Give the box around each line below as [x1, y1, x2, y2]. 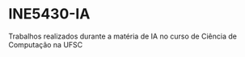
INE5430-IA [8, 5, 91, 23]
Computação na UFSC [8, 39, 83, 49]
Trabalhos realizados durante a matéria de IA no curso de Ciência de [8, 31, 237, 41]
